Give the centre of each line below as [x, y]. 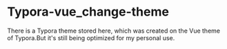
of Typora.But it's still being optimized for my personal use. [91, 37]
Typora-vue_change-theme [88, 12]
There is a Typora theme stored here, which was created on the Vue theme [114, 31]
